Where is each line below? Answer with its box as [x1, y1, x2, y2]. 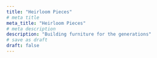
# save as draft [6, 37, 48, 43]
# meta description [6, 25, 56, 32]
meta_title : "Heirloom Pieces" [6, 20, 86, 26]
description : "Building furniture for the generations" [6, 31, 152, 37]
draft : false [6, 43, 40, 49]
